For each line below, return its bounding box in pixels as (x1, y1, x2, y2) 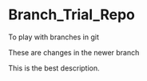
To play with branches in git (8, 32, 100, 42)
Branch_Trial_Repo (8, 6, 136, 24)
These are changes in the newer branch (8, 47, 140, 57)
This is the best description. (8, 63, 100, 73)
